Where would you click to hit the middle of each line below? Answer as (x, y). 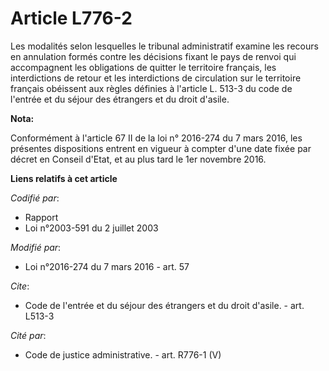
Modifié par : (36, 247)
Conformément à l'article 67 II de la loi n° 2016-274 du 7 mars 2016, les (156, 138)
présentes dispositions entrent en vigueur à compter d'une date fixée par (161, 148)
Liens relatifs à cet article (64, 178)
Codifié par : (35, 198)
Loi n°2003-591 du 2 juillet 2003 (91, 228)
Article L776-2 (71, 18)
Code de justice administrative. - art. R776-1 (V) (123, 354)
